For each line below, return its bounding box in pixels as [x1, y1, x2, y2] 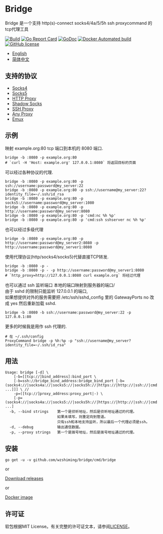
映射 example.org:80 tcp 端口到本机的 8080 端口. [5, 145, 103, 151]
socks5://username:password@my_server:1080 [5, 200, 95, 205]
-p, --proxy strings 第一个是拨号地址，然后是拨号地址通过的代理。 [9, 430, 137, 435]
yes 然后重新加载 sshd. [10, 300, 57, 306]
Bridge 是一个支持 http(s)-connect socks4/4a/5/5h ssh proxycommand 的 [5, 20, 153, 26]
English [12, 50, 27, 56]
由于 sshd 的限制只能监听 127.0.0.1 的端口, [5, 288, 88, 294]
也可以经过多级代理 [5, 226, 44, 232]
